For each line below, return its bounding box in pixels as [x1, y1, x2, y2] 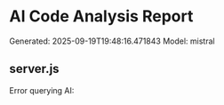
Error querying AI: [9, 85, 75, 95]
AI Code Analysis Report [9, 6, 194, 27]
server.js [9, 61, 60, 77]
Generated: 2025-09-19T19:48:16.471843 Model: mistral [9, 36, 215, 46]
